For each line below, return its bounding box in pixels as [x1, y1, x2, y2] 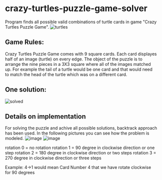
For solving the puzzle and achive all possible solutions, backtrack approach [5, 125, 157, 131]
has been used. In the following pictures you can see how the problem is [5, 130, 149, 136]
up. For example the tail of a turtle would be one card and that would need [5, 66, 153, 72]
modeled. [5, 135, 24, 141]
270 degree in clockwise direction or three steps [5, 155, 102, 161]
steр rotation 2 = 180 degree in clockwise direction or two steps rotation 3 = [5, 150, 156, 156]
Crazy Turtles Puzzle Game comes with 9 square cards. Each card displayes [5, 51, 157, 57]
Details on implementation [5, 112, 86, 120]
